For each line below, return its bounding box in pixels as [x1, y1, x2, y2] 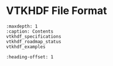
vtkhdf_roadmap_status [6, 39, 61, 44]
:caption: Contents [6, 28, 54, 34]
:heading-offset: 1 [6, 54, 54, 60]
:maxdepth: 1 [6, 23, 38, 29]
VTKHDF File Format [6, 4, 107, 18]
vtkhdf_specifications [6, 33, 61, 39]
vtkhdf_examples [6, 44, 46, 50]
